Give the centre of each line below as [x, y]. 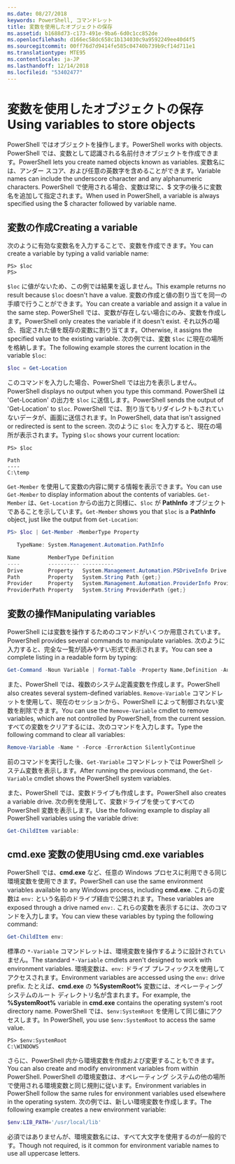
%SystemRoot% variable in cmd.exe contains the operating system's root [115, 1003]
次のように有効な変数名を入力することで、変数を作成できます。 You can [110, 246]
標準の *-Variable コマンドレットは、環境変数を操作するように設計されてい [116, 951]
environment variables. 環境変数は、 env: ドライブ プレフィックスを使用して [116, 969]
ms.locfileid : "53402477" [45, 72]
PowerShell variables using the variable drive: [73, 818]
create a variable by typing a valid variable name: [78, 253]
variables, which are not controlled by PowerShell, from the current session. [116, 718]
